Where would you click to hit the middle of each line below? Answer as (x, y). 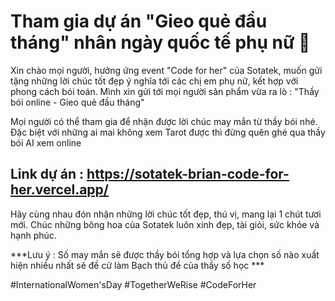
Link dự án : (47, 174)
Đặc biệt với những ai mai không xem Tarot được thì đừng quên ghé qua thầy (168, 132)
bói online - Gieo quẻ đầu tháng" (77, 102)
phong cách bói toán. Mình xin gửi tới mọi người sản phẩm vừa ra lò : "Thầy (165, 91)
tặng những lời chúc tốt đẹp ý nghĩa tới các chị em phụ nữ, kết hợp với (154, 81)
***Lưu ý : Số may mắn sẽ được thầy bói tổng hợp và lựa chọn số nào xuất (165, 254)
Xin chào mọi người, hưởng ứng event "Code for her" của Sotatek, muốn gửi (166, 70)
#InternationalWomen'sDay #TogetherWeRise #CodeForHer (133, 284)
